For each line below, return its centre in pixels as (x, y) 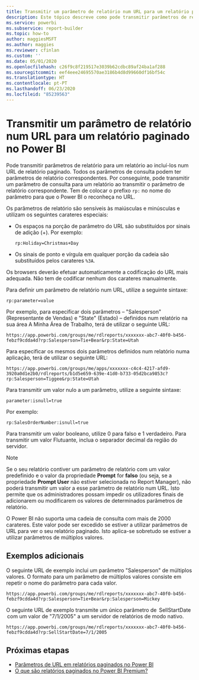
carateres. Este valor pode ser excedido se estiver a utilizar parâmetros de (97, 525)
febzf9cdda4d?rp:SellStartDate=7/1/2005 (57, 632)
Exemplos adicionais (45, 556)
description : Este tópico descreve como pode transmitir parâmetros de (96, 17)
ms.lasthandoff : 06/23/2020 (41, 89)
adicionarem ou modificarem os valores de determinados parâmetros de (94, 500)
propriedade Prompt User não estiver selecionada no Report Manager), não (99, 481)
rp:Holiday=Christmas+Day (46, 243)
